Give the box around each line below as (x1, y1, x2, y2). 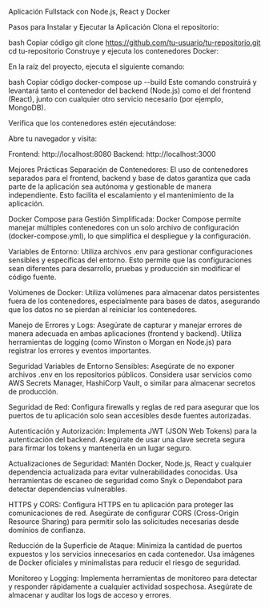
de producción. (8, 387, 58, 396)
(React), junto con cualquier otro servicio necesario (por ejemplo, (8, 94, 224, 103)
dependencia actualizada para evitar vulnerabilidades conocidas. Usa (8, 467, 239, 477)
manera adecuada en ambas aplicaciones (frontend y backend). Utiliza (8, 329, 242, 338)
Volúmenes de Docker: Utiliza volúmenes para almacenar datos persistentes (8, 288, 260, 297)
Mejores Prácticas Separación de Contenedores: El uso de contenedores (8, 165, 249, 174)
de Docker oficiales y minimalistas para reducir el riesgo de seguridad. (8, 558, 242, 567)
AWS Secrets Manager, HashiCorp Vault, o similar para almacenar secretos (8, 378, 256, 387)
